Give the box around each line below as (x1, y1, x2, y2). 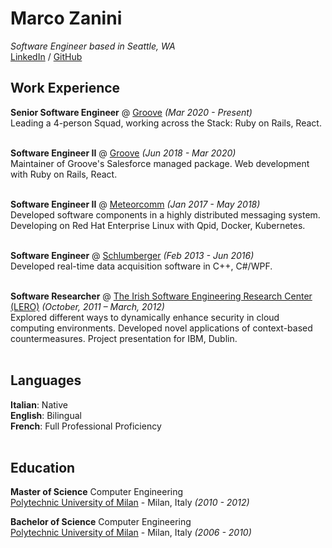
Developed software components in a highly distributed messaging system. (10, 208, 321, 221)
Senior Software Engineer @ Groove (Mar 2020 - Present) (10, 106, 253, 118)
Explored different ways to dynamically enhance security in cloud (10, 311, 280, 323)
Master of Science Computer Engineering (10, 486, 184, 498)
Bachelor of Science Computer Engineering (10, 516, 192, 528)
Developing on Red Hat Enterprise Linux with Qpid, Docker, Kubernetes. (10, 219, 306, 231)
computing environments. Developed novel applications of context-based (10, 322, 313, 334)
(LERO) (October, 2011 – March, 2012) (10, 300, 165, 312)
